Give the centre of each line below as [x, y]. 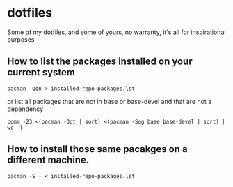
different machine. [48, 160]
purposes [21, 39]
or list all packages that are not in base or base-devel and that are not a [110, 101]
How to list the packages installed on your [100, 62]
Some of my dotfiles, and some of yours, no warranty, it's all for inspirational [116, 32]
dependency [25, 109]
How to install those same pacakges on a [97, 149]
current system [41, 72]
